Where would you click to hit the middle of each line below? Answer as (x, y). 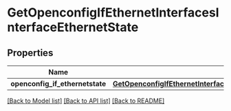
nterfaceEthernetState (73, 27)
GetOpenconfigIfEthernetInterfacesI (113, 13)
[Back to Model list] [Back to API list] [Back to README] (86, 101)
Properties (30, 53)
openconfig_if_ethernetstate (58, 84)
